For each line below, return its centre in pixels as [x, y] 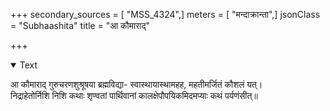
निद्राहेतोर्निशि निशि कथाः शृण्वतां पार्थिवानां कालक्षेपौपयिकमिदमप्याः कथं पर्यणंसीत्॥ [134, 95]
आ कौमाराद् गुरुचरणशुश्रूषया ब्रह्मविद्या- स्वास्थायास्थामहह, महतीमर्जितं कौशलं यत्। [136, 84]
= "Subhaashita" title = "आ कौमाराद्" [80, 25]
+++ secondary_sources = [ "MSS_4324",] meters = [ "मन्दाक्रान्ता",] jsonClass [165, 14]
